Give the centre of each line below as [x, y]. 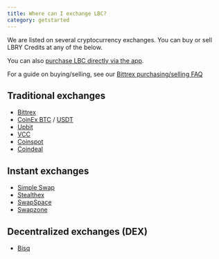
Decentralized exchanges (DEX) [77, 232]
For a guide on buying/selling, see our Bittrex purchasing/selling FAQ [105, 74]
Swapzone [32, 210]
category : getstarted [38, 20]
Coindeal [30, 149]
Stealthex [31, 195]
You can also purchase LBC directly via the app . [76, 60]
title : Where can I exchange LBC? [57, 14]
